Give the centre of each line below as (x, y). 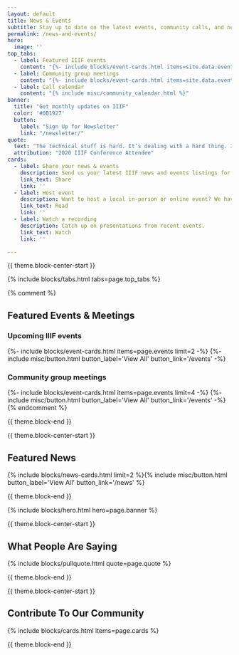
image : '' (28, 47)
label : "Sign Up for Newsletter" (70, 126)
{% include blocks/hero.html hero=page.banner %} (83, 510)
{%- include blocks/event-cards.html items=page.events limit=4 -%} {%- (115, 393)
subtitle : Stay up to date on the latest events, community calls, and (116, 27)
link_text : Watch (46, 232)
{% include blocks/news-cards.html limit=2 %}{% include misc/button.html (117, 475)
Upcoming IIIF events (44, 335)
